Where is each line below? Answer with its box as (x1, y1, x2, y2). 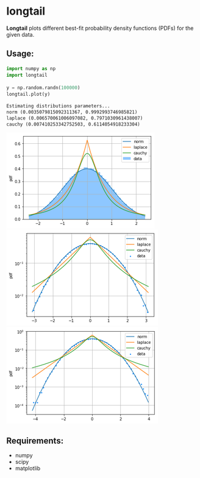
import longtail (6, 72, 48, 78)
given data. (6, 30, 35, 38)
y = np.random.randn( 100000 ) (6, 85, 80, 91)
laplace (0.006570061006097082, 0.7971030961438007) (6, 115, 143, 121)
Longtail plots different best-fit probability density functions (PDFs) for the (6, 24, 194, 32)
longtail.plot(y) (6, 91, 51, 98)
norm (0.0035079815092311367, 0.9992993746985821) (6, 109, 138, 115)
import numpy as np (6, 65, 56, 71)
